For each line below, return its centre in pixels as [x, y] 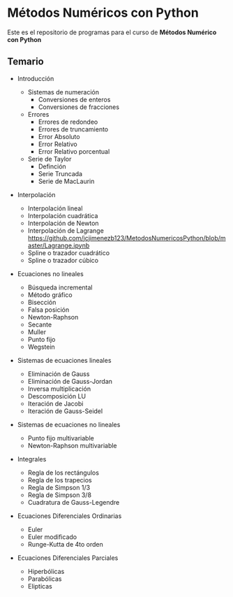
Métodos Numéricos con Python [103, 13]
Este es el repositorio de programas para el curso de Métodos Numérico [112, 32]
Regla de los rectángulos [63, 473]
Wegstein [42, 347]
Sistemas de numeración [63, 92]
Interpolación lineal [55, 208]
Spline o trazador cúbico [63, 260]
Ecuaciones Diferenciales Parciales [68, 558]
